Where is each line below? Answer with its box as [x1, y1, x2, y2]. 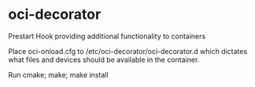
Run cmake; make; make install [8, 70, 109, 79]
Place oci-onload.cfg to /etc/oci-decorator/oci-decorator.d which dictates [8, 46, 248, 56]
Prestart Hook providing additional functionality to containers [8, 31, 206, 41]
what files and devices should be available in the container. [8, 55, 200, 64]
